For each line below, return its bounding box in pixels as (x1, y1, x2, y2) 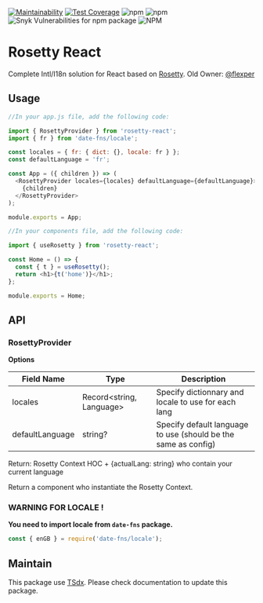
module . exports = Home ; (8, 291, 86, 300)
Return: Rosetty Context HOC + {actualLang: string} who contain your (8, 459, 233, 469)
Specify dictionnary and (156, 387, 244, 398)
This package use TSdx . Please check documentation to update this (8, 578, 229, 587)
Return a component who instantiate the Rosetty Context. (8, 483, 193, 492)
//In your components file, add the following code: (8, 228, 184, 236)
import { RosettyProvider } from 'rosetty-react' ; (8, 126, 177, 135)
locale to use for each (156, 397, 236, 407)
